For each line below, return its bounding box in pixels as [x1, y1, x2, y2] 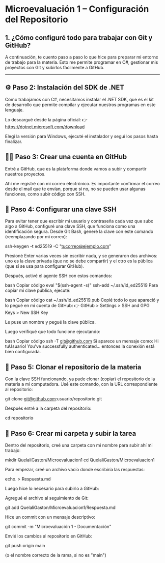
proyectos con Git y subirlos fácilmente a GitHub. [5, 65, 105, 70]
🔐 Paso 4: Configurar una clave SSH [5, 205, 117, 214]
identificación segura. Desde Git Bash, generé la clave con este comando [5, 228, 154, 234]
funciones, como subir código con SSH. [5, 191, 86, 197]
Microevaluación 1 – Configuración [5, 3, 149, 15]
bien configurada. [5, 349, 41, 355]
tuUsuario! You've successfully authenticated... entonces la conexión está [5, 343, 155, 349]
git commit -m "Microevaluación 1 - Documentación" [5, 524, 111, 530]
